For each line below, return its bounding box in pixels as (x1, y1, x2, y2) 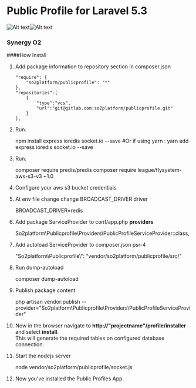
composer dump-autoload (15, 276, 79, 283)
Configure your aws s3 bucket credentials (15, 184, 117, 191)
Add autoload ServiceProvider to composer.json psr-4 (15, 241, 146, 248)
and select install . (15, 329, 59, 336)
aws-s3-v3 (15, 173, 42, 180)
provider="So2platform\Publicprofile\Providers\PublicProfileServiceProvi (15, 304, 191, 311)
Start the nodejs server (15, 352, 71, 360)
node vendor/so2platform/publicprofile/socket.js (15, 364, 133, 371)
